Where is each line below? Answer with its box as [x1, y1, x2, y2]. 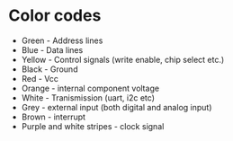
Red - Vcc [21, 73, 59, 84]
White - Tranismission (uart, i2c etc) [21, 92, 155, 103]
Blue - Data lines [21, 44, 84, 55]
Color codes [8, 5, 102, 26]
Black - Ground [21, 64, 78, 75]
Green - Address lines [21, 35, 103, 46]
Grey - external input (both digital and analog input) [21, 101, 212, 112]
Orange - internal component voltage [21, 83, 159, 93]
